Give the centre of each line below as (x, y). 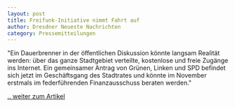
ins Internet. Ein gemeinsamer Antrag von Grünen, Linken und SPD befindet (117, 68)
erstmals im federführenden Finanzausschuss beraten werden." (100, 83)
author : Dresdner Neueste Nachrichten (64, 27)
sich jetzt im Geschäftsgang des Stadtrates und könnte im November (107, 76)
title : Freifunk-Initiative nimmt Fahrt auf (74, 20)
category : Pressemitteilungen (52, 33)
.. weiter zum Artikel (36, 97)
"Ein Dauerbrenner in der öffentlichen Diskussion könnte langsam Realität (114, 53)
